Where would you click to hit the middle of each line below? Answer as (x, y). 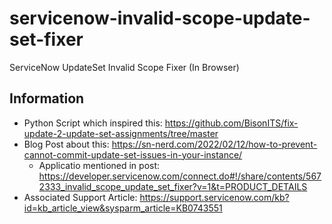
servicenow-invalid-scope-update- (160, 18)
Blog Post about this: (66, 144)
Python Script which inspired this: (93, 123)
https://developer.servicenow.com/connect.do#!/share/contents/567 (180, 176)
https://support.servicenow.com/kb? (214, 197)
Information (47, 98)
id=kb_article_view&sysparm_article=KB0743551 (123, 208)
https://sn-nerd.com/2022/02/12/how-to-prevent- (214, 144)
